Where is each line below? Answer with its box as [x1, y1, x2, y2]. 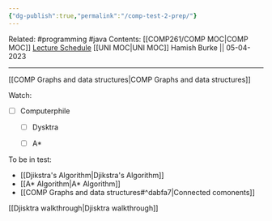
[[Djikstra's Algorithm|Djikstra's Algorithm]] [19, 170, 164, 180]
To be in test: [8, 155, 53, 164]
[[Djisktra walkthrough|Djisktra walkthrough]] [8, 203, 159, 213]
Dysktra [32, 122, 59, 132]
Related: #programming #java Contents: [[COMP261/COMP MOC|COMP [8, 34, 249, 44]
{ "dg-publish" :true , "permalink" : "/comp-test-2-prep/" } [8, 11, 198, 20]
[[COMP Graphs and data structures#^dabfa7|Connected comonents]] [19, 187, 255, 197]
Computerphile [19, 106, 70, 116]
